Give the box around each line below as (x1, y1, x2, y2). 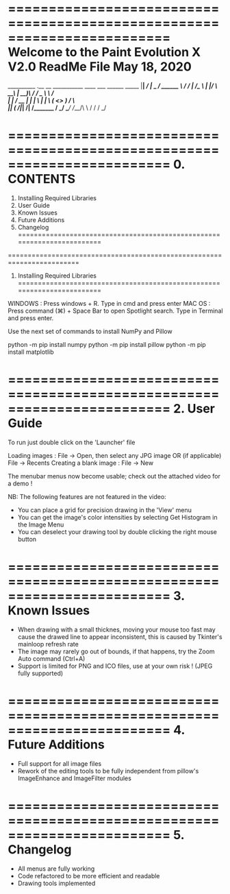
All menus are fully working (17, 865, 95, 873)
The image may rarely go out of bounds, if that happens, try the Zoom (17, 647, 215, 655)
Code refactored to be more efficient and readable (17, 871, 160, 880)
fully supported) (17, 669, 64, 677)
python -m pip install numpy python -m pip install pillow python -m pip (8, 340, 206, 348)
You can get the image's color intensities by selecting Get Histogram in (17, 513, 218, 521)
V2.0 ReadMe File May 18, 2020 (8, 59, 192, 75)
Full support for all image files (17, 759, 102, 768)
